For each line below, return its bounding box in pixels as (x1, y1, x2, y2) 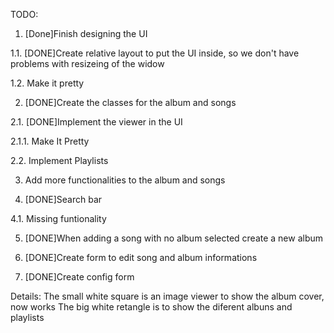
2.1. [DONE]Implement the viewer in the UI (10, 116, 183, 128)
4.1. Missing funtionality (10, 213, 107, 224)
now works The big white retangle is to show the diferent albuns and (10, 301, 293, 313)
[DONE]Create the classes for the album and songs (24, 97, 237, 108)
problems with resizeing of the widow (10, 58, 165, 69)
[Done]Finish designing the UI (24, 28, 148, 39)
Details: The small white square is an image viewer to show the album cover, (10, 290, 325, 302)
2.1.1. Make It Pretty (10, 135, 90, 147)
